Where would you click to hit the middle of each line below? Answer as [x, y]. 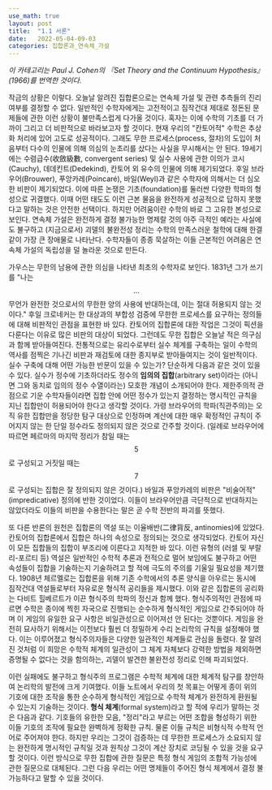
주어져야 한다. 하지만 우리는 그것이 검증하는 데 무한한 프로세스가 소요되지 [138, 738]
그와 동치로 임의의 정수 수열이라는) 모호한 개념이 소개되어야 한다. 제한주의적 [136, 386]
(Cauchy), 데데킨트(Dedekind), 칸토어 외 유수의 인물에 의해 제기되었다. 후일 [129, 169]
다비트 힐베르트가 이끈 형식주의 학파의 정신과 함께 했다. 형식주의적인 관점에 [135, 598]
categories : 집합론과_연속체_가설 [59, 46]
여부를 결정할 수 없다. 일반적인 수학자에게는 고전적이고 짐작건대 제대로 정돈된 [130, 108]
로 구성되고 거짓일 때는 [44, 463]
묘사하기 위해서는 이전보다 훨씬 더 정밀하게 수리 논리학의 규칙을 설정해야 [137, 629]
